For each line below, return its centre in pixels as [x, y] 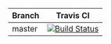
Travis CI [73, 15]
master [25, 29]
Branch [26, 15]
